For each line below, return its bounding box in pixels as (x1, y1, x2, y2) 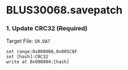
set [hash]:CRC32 (6, 54, 49, 60)
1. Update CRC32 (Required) (6, 24, 88, 33)
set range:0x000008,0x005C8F (6, 49, 78, 55)
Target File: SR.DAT (6, 37, 51, 44)
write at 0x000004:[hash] (6, 59, 69, 65)
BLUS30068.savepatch (6, 3, 123, 17)
